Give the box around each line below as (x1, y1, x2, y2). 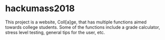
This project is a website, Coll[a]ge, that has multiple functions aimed (5, 19, 147, 25)
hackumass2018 (5, 3, 75, 14)
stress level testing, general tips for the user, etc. (5, 29, 105, 35)
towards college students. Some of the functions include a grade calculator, (5, 24, 161, 30)
